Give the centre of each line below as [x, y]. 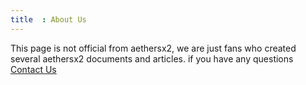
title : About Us [48, 19]
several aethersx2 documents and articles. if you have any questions [152, 58]
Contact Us [33, 69]
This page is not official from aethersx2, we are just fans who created [153, 48]
